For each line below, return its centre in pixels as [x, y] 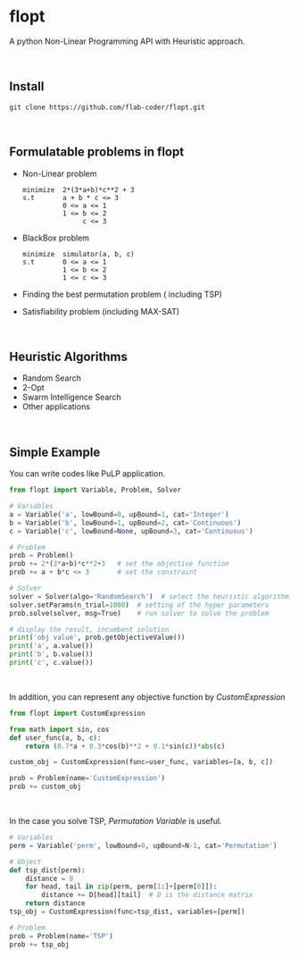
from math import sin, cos [59, 729]
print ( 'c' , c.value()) [51, 663]
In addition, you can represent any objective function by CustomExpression [147, 697]
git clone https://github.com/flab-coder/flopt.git [107, 107]
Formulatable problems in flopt [97, 152]
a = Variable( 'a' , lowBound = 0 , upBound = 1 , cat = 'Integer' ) [119, 514]
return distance [56, 903]
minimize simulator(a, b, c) [79, 254]
